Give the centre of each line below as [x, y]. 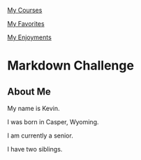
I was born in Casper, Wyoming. [53, 122]
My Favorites [26, 24]
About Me [29, 92]
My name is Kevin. [34, 108]
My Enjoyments [30, 37]
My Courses [25, 10]
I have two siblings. [35, 149]
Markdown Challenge [71, 66]
